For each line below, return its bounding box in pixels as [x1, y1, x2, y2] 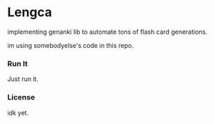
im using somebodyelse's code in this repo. [7, 41, 134, 49]
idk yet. [7, 108, 29, 117]
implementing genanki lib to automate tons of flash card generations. [7, 27, 208, 36]
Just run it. [7, 75, 39, 83]
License [7, 92, 35, 102]
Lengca [7, 4, 52, 20]
